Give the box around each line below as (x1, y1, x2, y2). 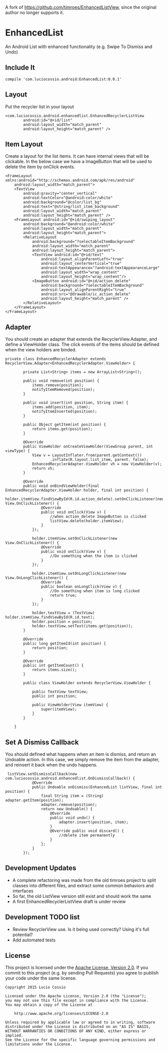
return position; (31, 646, 68, 651)
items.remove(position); (31, 383, 84, 388)
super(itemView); (40, 707, 77, 712)
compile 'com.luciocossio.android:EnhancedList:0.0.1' (5, 77, 122, 82)
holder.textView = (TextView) (31, 611, 95, 616)
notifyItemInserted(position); (31, 409, 97, 414)
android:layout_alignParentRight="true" (40, 287, 126, 292)
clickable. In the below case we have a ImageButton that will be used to (5, 159, 152, 165)
